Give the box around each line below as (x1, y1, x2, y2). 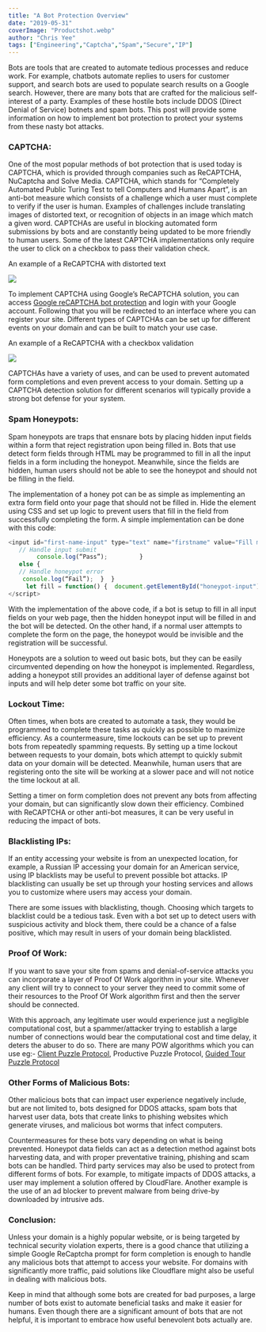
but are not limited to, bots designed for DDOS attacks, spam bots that (8, 1103, 237, 1112)
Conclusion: (8, 1214, 56, 1225)
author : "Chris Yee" (8, 33, 77, 42)
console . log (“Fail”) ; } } (22, 576, 115, 584)
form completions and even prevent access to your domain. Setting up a (8, 377, 244, 387)
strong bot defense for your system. (8, 394, 126, 404)
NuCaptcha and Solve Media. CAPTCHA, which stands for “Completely (8, 176, 240, 186)
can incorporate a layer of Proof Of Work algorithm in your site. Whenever (8, 974, 249, 984)
